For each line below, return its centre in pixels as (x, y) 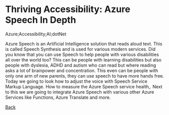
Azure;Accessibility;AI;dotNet (36, 34)
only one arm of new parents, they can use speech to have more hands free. (85, 76)
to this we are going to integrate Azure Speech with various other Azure (80, 92)
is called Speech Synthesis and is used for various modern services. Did (80, 49)
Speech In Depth (41, 20)
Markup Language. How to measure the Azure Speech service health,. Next (84, 86)
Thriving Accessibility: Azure (68, 9)
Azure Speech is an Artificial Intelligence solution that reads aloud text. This (84, 43)
